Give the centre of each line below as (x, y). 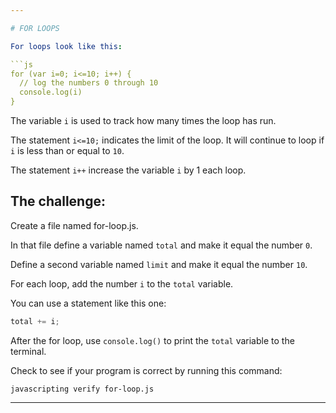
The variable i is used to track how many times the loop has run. (143, 120)
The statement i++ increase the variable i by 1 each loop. (128, 170)
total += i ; (35, 321)
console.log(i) (51, 92)
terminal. (28, 351)
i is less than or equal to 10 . (67, 150)
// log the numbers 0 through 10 (89, 83)
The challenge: (58, 201)
